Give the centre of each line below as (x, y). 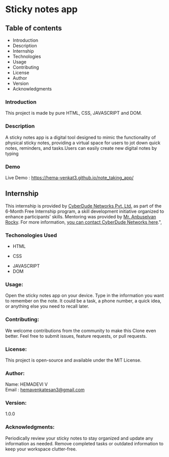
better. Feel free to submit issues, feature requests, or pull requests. (76, 336)
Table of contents (33, 28)
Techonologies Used (31, 235)
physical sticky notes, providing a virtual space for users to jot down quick (83, 143)
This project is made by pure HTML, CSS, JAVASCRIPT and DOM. (74, 113)
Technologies (27, 56)
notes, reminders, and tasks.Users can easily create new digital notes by (81, 148)
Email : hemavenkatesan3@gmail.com (45, 390)
